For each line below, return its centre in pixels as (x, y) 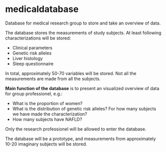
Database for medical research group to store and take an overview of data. (83, 23)
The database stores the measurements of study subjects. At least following (83, 32)
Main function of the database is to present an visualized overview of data (82, 88)
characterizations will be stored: (38, 38)
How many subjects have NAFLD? (47, 119)
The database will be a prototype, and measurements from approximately (81, 138)
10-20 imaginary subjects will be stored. (46, 144)
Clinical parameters (32, 47)
